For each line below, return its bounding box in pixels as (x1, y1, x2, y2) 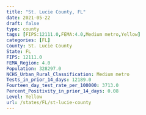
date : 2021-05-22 (6, 15, 51, 21)
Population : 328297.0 (6, 65, 62, 72)
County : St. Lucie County (6, 43, 72, 49)
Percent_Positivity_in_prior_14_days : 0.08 (6, 88, 119, 94)
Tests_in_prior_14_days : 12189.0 (6, 77, 92, 83)
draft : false (6, 20, 40, 26)
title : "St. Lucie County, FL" (6, 9, 86, 15)
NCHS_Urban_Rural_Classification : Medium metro (6, 71, 130, 77)
